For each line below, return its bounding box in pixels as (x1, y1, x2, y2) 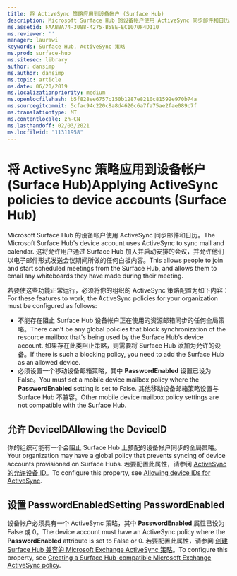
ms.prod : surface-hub (7, 50, 71, 57)
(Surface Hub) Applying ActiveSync (7, 177, 219, 193)
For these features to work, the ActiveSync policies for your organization (7, 294, 219, 302)
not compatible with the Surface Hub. (17, 401, 127, 410)
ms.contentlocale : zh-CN (7, 115, 80, 122)
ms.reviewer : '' (7, 30, 55, 37)
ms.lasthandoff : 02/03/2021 (7, 122, 90, 129)
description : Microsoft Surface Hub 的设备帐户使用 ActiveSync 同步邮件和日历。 (7, 17, 235, 24)
